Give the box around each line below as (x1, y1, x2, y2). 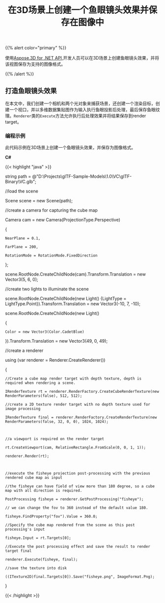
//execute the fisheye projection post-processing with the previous (5, 471, 151, 476)
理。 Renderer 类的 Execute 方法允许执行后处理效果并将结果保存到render (5, 113, 146, 119)
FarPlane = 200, (5, 245, 38, 250)
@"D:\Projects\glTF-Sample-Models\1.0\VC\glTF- (32, 173, 132, 180)
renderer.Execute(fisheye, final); (5, 557, 78, 562)
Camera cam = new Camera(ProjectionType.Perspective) (5, 217, 120, 223)
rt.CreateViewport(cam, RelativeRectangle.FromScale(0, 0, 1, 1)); (5, 445, 146, 450)
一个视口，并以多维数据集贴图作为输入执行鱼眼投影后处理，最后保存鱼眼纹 (9, 107, 160, 112)
